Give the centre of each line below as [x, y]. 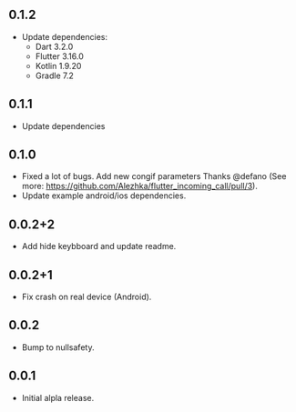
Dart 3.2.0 [54, 46]
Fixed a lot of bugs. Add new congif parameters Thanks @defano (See [154, 176]
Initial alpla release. [58, 397]
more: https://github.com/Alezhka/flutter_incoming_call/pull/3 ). [140, 186]
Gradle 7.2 [54, 75]
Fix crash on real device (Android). [87, 297]
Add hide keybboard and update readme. [99, 246]
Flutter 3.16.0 [59, 56]
